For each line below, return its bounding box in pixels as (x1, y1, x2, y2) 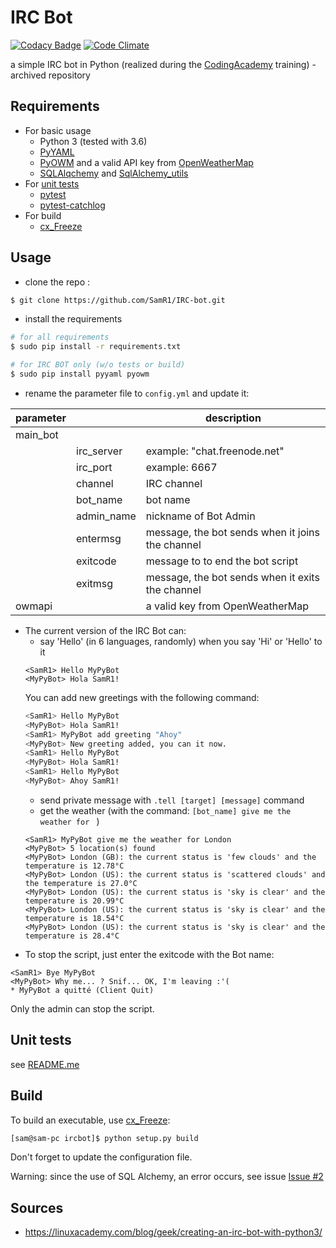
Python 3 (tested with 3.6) (39, 135, 148, 147)
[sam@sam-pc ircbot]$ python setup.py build (10, 1133, 199, 1143)
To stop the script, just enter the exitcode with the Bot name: (24, 948, 275, 960)
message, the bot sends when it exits (145, 570, 320, 584)
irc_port (76, 460, 113, 474)
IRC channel (145, 476, 203, 490)
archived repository (10, 69, 91, 81)
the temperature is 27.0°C (24, 878, 138, 888)
